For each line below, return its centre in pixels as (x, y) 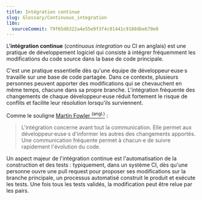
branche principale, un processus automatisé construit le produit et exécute (101, 178)
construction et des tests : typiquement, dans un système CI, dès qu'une (97, 165)
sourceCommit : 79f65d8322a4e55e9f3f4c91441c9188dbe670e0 (85, 29)
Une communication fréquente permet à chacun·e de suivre (96, 140)
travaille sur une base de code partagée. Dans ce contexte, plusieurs (93, 77)
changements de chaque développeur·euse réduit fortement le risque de (97, 96)
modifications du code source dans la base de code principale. (85, 59)
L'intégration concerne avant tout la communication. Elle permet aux (106, 127)
